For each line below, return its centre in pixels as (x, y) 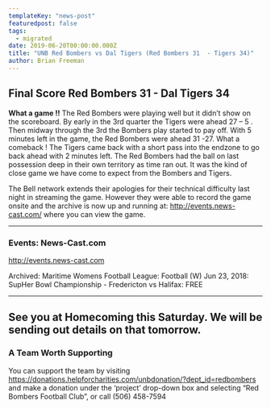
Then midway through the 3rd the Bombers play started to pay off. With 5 (130, 130)
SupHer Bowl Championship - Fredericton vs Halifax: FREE (106, 284)
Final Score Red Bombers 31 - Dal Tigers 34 (119, 94)
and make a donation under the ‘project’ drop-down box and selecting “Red (134, 387)
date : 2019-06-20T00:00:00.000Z (63, 46)
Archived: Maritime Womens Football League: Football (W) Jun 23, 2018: (129, 276)
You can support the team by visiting (69, 370)
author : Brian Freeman (46, 61)
